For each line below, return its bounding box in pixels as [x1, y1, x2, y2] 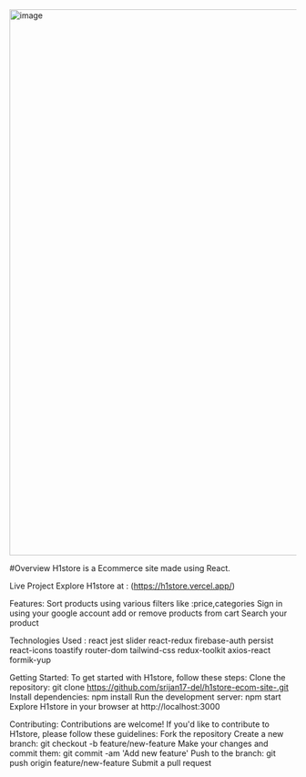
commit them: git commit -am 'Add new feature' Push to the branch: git [9, 748, 276, 759]
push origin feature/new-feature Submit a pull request [9, 758, 212, 768]
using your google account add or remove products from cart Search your [9, 608, 288, 619]
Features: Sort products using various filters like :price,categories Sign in [9, 598, 283, 608]
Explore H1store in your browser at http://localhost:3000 [9, 701, 220, 711]
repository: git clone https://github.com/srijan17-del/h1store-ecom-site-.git [9, 682, 290, 692]
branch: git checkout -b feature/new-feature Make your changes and [9, 738, 269, 749]
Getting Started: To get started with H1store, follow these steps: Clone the [9, 672, 286, 682]
